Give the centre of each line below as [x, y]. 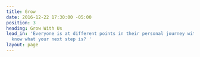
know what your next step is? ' [52, 39]
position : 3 [21, 23]
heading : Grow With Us [34, 28]
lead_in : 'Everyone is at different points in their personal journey [96, 34]
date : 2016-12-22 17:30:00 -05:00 [49, 17]
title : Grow [21, 12]
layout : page [22, 45]
